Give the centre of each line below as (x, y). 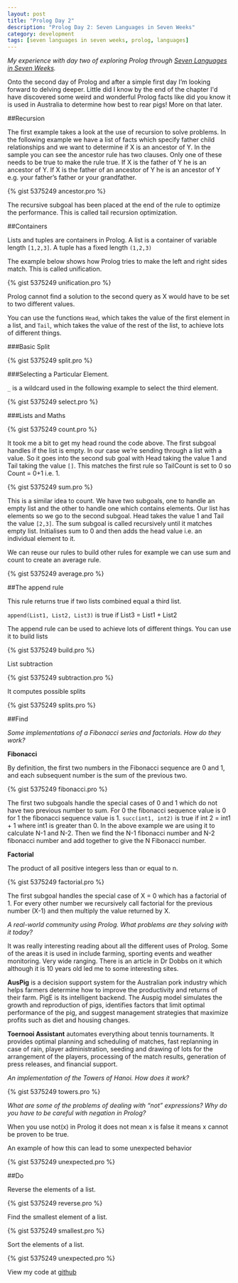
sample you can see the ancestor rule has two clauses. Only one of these (115, 155)
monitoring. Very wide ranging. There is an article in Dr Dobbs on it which (115, 961)
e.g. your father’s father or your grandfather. (72, 178)
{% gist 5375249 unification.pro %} (59, 283)
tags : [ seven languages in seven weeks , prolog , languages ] (98, 41)
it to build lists (28, 636)
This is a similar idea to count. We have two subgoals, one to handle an (111, 501)
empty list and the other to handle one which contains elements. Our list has (119, 508)
